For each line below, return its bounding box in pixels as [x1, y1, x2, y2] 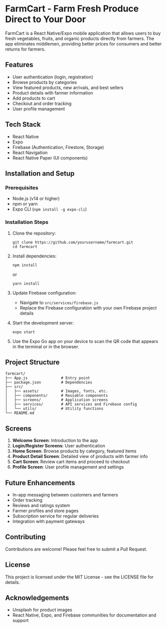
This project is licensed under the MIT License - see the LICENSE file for [5, 573, 154, 580]
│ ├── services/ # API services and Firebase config [5, 402, 137, 407]
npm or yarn [12, 201, 38, 207]
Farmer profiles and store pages [12, 507, 79, 513]
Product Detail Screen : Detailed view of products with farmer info [12, 453, 148, 459]
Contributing [5, 533, 46, 541]
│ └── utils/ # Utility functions [5, 406, 104, 411]
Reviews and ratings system [12, 502, 70, 508]
